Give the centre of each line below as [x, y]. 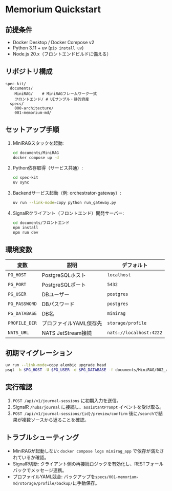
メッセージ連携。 [49, 470]
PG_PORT [17, 285]
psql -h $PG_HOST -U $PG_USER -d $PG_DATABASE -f [59, 370]
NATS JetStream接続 [67, 333]
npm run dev [25, 232]
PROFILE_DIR [23, 323]
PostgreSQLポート [64, 285]
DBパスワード [58, 304]
